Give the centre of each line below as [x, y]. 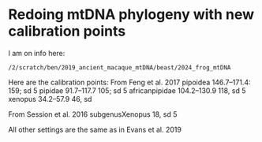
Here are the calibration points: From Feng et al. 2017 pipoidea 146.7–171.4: [129, 82]
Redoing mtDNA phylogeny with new [131, 15]
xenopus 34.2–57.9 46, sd [50, 99]
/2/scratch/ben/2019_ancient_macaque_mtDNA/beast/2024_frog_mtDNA [120, 67]
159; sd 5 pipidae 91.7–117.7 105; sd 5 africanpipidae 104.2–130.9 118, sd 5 [127, 90]
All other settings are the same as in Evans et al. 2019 [95, 129]
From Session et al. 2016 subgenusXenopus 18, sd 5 [93, 114]
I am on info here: [37, 53]
